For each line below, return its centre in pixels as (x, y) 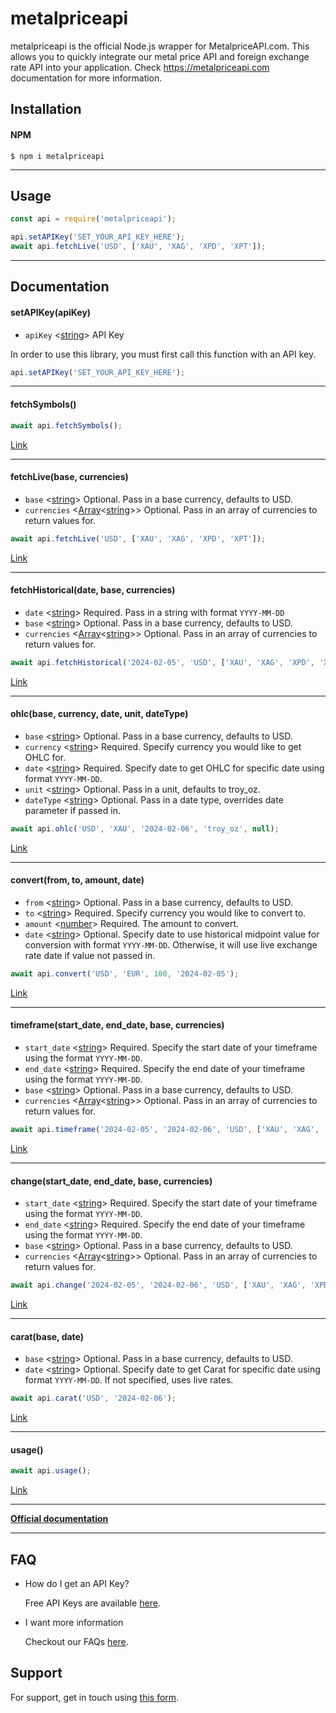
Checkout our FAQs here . (76, 1641)
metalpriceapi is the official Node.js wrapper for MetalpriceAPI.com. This (160, 46)
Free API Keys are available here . (92, 1603)
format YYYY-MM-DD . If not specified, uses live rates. (129, 1380)
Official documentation (59, 1519)
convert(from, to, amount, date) (77, 880)
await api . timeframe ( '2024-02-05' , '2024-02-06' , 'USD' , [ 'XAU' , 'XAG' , (165, 1130)
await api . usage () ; (51, 1471)
